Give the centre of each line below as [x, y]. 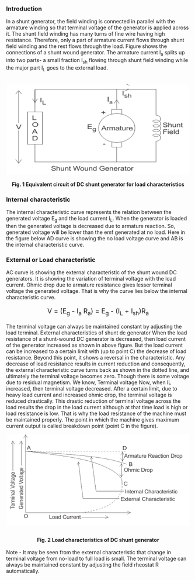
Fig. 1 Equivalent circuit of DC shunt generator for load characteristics [98, 184]
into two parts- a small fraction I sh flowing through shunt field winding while [97, 61]
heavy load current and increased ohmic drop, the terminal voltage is [89, 395]
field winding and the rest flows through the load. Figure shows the [87, 46]
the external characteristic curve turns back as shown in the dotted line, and [98, 370]
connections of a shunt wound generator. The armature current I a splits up [95, 53]
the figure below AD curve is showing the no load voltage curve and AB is [95, 238]
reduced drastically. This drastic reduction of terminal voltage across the [93, 401]
